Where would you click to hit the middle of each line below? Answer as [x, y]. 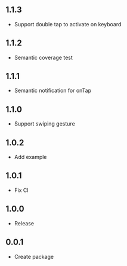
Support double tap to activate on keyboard [68, 24]
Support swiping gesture [44, 124]
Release [24, 223]
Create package [34, 256]
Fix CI [21, 190]
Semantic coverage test [43, 57]
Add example [30, 157]
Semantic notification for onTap [53, 91]
